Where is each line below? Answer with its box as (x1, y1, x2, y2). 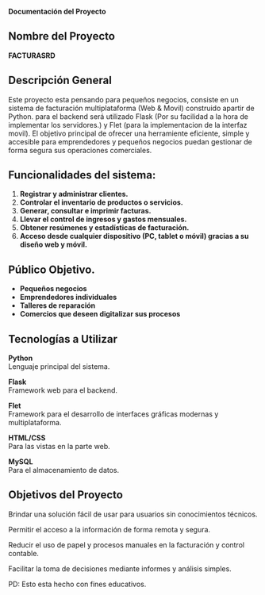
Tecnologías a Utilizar (8, 332, 117, 346)
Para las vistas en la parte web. (8, 442, 111, 451)
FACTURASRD (8, 51, 56, 60)
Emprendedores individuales (19, 293, 117, 302)
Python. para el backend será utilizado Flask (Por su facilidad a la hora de (8, 111, 248, 121)
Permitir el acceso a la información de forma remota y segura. (8, 524, 211, 534)
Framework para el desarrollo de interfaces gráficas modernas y (8, 409, 219, 419)
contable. (8, 548, 40, 558)
